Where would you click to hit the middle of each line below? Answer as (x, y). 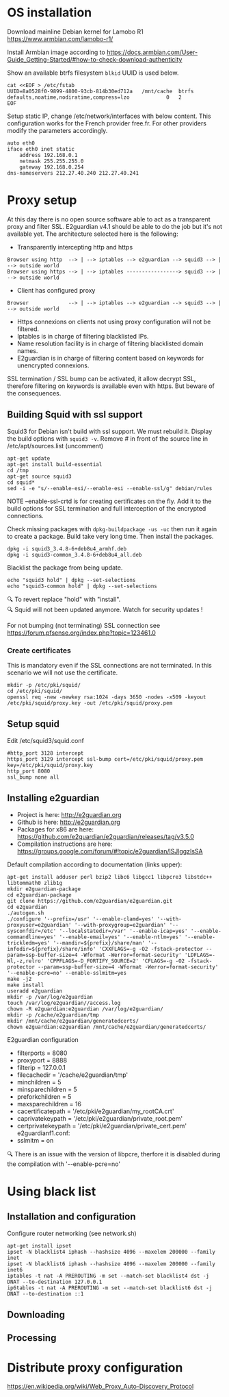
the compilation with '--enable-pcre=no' (64, 1164)
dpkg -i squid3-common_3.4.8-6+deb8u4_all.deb (75, 555)
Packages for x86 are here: (55, 829)
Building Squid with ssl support (75, 415)
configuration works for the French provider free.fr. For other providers (107, 123)
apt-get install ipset (39, 1246)
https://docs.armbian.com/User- (152, 52)
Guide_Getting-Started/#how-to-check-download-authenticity (95, 59)
